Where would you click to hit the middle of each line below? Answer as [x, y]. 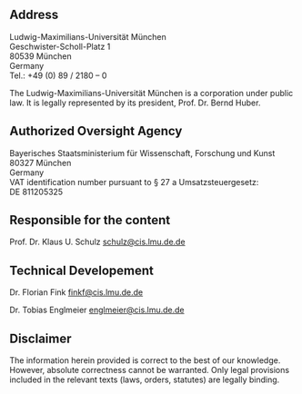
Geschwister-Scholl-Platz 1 [60, 46]
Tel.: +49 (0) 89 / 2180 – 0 [58, 75]
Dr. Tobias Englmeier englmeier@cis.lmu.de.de [97, 310]
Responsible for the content [90, 220]
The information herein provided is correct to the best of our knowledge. [145, 360]
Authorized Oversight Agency [96, 131]
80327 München [40, 163]
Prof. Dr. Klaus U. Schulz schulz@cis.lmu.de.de [97, 242]
